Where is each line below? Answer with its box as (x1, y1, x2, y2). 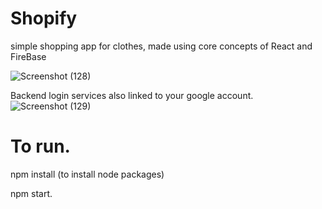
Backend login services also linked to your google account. (10, 89, 254, 101)
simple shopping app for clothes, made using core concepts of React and (10, 40, 313, 52)
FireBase (10, 50, 47, 62)
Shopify (10, 7, 78, 30)
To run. (10, 135, 71, 158)
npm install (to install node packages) (10, 168, 165, 180)
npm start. (10, 187, 53, 199)
